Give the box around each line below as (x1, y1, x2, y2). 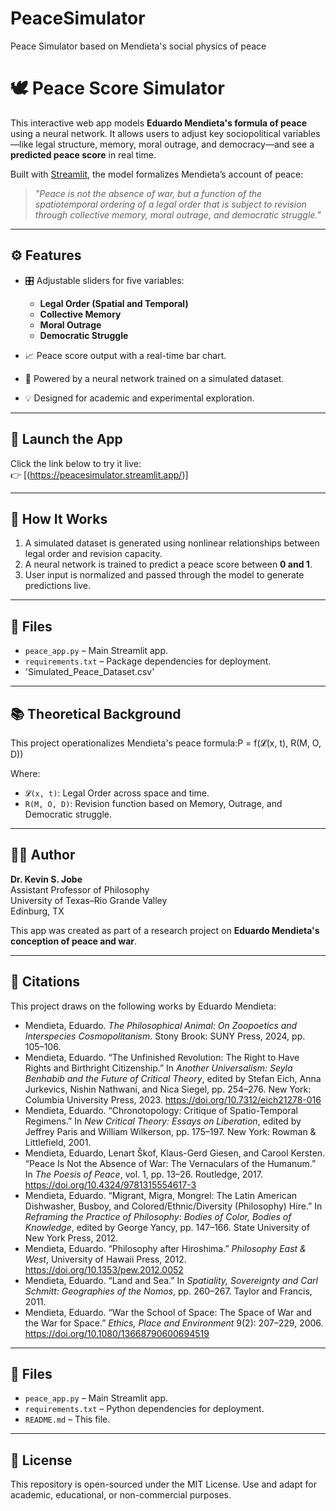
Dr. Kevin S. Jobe (10, 873, 83, 885)
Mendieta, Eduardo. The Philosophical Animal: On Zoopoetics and (24, 1019, 298, 1031)
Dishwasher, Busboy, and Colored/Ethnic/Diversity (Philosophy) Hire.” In (24, 1200, 323, 1212)
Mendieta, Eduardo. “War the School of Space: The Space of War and (24, 1306, 312, 1318)
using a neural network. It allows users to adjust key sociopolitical (10, 127, 281, 139)
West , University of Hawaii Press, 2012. (24, 1253, 187, 1265)
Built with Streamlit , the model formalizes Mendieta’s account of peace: (10, 168, 304, 180)
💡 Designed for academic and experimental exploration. (24, 392, 255, 404)
